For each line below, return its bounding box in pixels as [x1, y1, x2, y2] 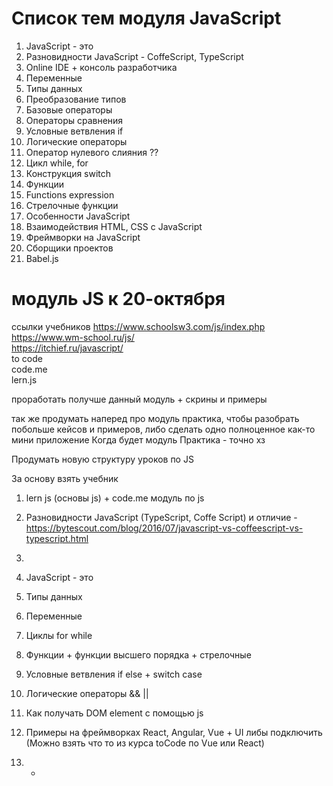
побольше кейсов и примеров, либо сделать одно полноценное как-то [11, 423, 316, 435]
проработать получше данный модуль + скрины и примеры [11, 393, 268, 405]
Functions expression [25, 188, 115, 201]
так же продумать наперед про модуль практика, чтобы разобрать [11, 412, 300, 424]
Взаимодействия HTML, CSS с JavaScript [25, 220, 203, 232]
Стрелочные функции [25, 199, 119, 211]
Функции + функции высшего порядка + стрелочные [25, 648, 252, 661]
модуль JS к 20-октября [11, 288, 226, 311]
